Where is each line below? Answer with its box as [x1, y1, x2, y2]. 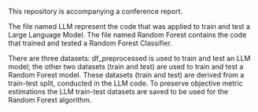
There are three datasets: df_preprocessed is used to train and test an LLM [8, 54, 251, 63]
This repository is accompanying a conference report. [8, 7, 183, 16]
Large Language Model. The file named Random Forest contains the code [8, 31, 247, 39]
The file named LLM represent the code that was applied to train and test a [8, 22, 250, 31]
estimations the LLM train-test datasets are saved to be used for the [8, 87, 229, 96]
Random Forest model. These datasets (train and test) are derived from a [8, 70, 245, 79]
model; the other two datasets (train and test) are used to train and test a [8, 62, 244, 71]
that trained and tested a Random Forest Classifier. [8, 38, 173, 48]
